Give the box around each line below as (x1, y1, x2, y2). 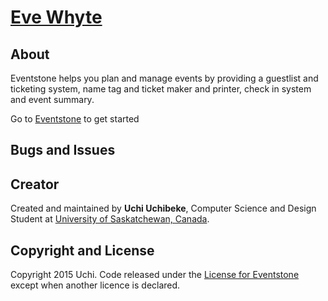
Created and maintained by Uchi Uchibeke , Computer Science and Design (10, 202, 317, 215)
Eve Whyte (10, 6, 103, 29)
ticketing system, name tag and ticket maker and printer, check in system (10, 83, 312, 95)
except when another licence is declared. (10, 279, 181, 291)
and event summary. (10, 94, 95, 105)
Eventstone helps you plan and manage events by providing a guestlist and (10, 72, 319, 84)
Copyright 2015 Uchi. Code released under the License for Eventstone (10, 269, 300, 281)
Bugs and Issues (10, 142, 116, 159)
